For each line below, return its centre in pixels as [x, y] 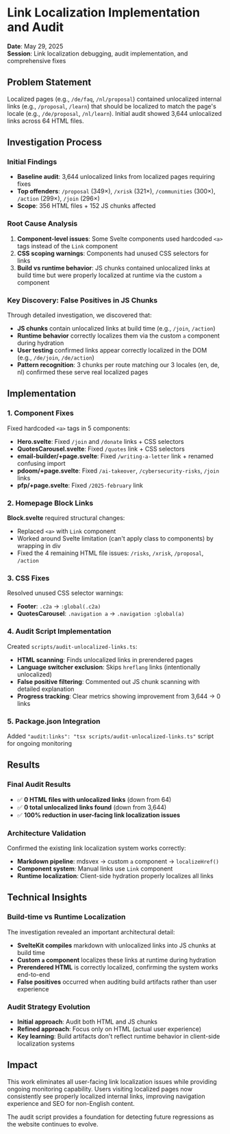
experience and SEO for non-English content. [71, 1103]
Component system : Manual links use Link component [95, 869]
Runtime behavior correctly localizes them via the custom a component [118, 336]
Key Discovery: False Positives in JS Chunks [82, 300]
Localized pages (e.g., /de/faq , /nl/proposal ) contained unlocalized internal [114, 99]
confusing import [41, 463]
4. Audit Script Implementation [59, 631]
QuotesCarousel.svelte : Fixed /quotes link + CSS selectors [101, 449]
